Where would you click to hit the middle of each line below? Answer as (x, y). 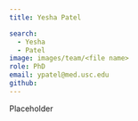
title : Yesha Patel (45, 17)
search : (24, 33)
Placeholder (31, 109)
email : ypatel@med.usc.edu (59, 75)
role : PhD (28, 67)
